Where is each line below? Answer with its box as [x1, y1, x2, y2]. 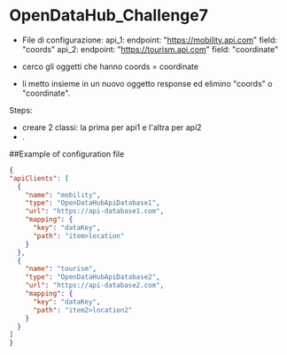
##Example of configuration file [9, 148, 125, 159]
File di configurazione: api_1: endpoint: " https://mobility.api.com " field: [21, 35, 277, 45]
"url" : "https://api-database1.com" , [25, 207, 165, 216]
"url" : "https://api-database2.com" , [25, 281, 165, 290]
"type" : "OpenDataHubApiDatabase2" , [25, 273, 161, 282]
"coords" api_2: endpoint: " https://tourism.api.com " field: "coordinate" [21, 43, 279, 54]
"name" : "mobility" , [25, 190, 101, 199]
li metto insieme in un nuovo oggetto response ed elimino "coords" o [21, 78, 273, 89]
